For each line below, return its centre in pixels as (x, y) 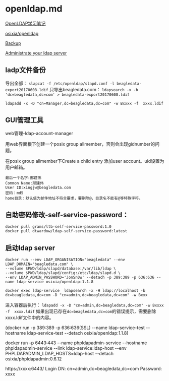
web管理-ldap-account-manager (39, 133)
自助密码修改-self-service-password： (67, 215)
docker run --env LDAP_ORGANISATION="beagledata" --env (65, 260)
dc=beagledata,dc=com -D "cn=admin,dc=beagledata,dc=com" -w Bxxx (76, 295)
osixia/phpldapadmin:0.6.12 (34, 359)
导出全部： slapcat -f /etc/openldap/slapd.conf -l (60, 83)
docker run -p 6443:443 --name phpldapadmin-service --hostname (76, 343)
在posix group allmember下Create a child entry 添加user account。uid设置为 (85, 161)
